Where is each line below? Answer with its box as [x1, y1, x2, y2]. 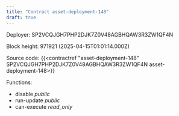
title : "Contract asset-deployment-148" [6, 8, 110, 15]
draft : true [6, 14, 36, 20]
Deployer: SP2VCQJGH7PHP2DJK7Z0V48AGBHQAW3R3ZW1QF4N [6, 31, 174, 38]
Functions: [6, 79, 33, 86]
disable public [14, 90, 50, 97]
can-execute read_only [14, 103, 73, 110]
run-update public [14, 97, 60, 104]
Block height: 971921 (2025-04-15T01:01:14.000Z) [6, 43, 130, 50]
